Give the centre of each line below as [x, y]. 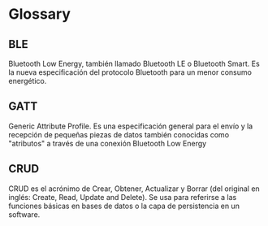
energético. [28, 81]
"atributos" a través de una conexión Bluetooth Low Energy [108, 143]
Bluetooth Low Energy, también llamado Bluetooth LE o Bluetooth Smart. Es [134, 63]
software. [24, 214]
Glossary [40, 14]
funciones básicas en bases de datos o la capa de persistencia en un [124, 206]
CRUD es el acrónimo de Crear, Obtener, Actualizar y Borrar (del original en [134, 189]
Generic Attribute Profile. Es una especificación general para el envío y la [131, 126]
